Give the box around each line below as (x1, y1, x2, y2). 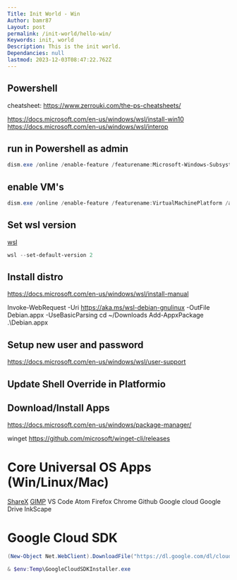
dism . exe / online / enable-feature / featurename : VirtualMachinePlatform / (7, 200, 229, 207)
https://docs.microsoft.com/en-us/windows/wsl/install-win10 (7, 114, 185, 123)
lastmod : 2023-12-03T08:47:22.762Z (7, 56, 112, 64)
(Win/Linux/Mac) (7, 474, 109, 490)
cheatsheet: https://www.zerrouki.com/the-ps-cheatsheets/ (7, 101, 181, 109)
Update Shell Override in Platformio (7, 378, 166, 390)
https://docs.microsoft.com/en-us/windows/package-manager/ (7, 421, 192, 429)
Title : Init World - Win (7, 10, 80, 18)
